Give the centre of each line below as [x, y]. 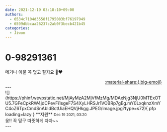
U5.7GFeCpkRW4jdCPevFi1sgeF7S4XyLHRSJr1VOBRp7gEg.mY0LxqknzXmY [83, 103]
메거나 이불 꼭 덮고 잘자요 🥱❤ [34, 72]
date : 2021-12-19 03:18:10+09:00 [40, 10]
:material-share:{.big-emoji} [133, 82]
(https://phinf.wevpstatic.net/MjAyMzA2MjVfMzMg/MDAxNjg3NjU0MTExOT [83, 98]
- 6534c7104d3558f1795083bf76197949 [47, 19]
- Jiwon [18, 33]
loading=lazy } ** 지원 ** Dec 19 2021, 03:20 [46, 114]
